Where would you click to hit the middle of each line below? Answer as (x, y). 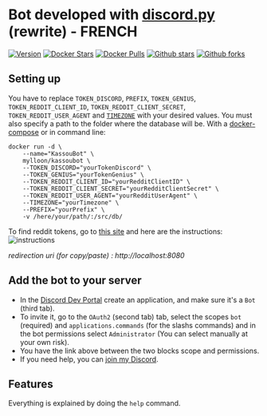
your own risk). (45, 342)
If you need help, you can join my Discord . (89, 359)
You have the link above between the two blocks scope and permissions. (139, 351)
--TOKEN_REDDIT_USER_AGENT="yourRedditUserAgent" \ (110, 196)
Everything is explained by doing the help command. (94, 403)
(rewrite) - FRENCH (73, 32)
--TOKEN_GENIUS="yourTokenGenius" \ (84, 174)
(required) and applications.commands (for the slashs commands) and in (138, 325)
